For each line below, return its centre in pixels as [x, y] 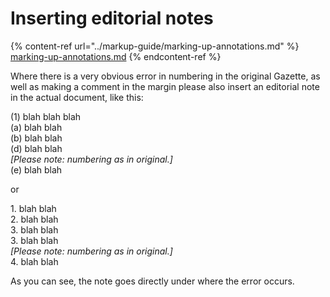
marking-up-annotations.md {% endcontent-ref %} [116, 56]
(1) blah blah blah [46, 116]
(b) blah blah [36, 138]
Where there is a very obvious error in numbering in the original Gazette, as [165, 76]
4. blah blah [34, 261]
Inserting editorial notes [112, 18]
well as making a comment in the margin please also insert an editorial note [165, 86]
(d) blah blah [36, 148]
